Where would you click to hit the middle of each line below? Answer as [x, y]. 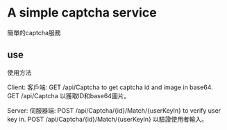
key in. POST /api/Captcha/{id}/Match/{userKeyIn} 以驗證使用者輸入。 [108, 119]
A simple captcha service [82, 13]
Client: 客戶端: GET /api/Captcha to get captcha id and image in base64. [110, 87]
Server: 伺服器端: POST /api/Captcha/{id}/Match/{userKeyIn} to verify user [114, 110]
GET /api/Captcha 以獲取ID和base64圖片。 [69, 95]
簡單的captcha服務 [34, 32]
